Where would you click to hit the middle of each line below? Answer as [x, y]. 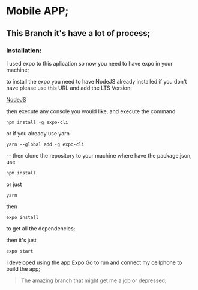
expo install [22, 217]
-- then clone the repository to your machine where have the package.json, [99, 155]
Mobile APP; [37, 11]
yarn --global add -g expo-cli [45, 144]
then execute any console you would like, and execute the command [91, 111]
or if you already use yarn [38, 133]
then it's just [22, 240]
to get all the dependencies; [41, 228]
